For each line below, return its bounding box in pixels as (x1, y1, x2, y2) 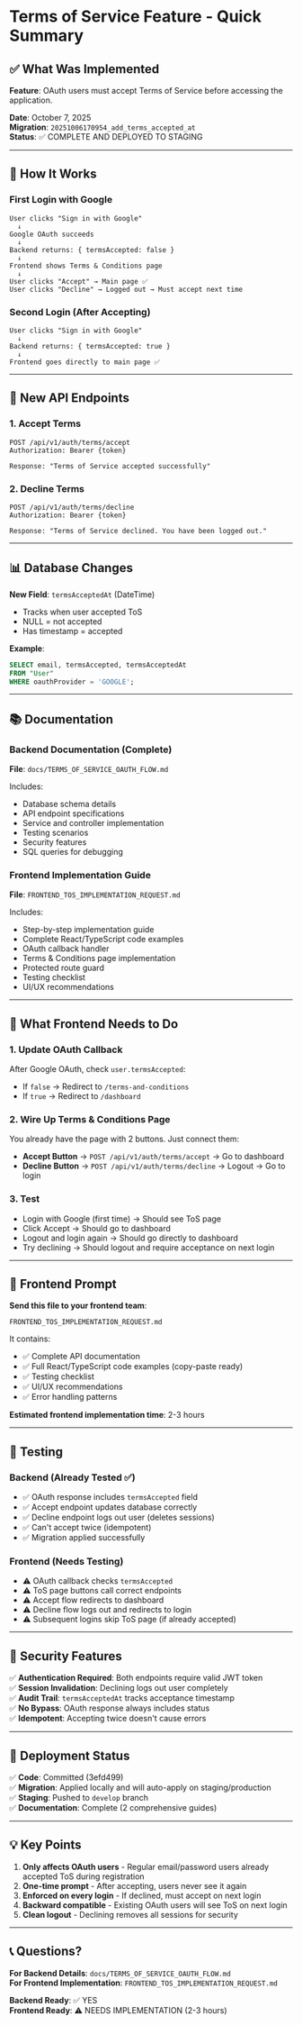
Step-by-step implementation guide (22, 924, 155, 935)
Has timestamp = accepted (22, 625, 123, 636)
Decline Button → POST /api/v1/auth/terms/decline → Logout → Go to (22, 1160, 286, 1172)
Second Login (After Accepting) (9, 305, 151, 318)
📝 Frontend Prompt (9, 1276, 117, 1292)
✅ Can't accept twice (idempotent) (22, 1522, 152, 1533)
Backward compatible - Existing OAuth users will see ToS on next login (22, 1899, 288, 1911)
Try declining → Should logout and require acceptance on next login (22, 1241, 275, 1253)
